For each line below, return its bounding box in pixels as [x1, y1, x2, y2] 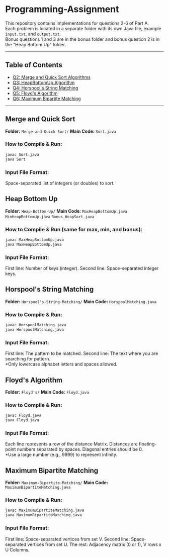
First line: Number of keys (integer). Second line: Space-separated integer [5, 265, 159, 271]
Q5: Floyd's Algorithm [12, 90, 58, 96]
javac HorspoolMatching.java [5, 323, 66, 328]
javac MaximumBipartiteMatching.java [5, 508, 84, 513]
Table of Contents [5, 61, 63, 69]
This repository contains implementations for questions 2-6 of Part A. [5, 20, 149, 26]
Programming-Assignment [5, 4, 119, 15]
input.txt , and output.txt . [5, 31, 61, 37]
